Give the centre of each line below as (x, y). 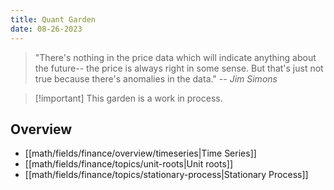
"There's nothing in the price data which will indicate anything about (175, 57)
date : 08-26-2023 (46, 29)
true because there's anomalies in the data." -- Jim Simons (156, 78)
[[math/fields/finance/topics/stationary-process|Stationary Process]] (166, 175)
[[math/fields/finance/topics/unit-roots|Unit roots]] (129, 164)
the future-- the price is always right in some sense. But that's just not (179, 68)
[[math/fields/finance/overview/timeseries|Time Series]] (140, 153)
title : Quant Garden (53, 19)
